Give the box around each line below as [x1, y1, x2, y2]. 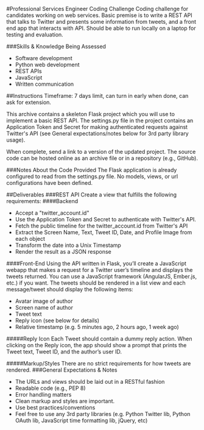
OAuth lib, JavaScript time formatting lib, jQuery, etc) [15, 417, 148, 424]
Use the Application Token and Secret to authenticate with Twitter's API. [15, 216, 197, 223]
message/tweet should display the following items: [6, 286, 134, 293]
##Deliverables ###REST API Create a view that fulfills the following [6, 191, 177, 198]
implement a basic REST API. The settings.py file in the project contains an [6, 117, 194, 124]
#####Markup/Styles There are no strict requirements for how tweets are [6, 360, 191, 367]
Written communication [15, 80, 74, 88]
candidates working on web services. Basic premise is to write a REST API [6, 12, 193, 19]
